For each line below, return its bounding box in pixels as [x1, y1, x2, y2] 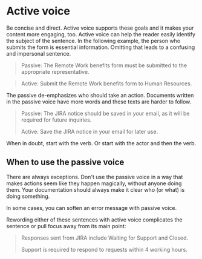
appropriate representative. [21, 68, 90, 75]
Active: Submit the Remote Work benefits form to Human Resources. [21, 80, 192, 87]
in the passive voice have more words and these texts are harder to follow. [6, 98, 192, 105]
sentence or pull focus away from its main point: [6, 222, 126, 229]
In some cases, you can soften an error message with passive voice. [6, 204, 177, 211]
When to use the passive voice [6, 157, 125, 168]
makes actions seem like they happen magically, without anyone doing [6, 180, 182, 187]
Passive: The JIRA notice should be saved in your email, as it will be [21, 110, 190, 117]
